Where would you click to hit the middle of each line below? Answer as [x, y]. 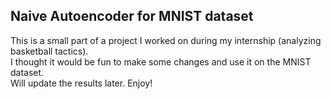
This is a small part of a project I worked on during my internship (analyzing [166, 40]
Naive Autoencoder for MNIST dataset [132, 16]
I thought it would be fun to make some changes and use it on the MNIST [161, 61]
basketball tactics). [49, 51]
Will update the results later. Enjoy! [81, 83]
